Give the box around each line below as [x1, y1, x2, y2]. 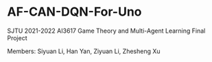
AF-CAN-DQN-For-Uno [7, 4, 142, 20]
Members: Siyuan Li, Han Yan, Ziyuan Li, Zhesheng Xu [7, 47, 161, 55]
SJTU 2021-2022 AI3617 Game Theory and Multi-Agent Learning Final [7, 27, 206, 35]
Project [7, 33, 27, 42]
